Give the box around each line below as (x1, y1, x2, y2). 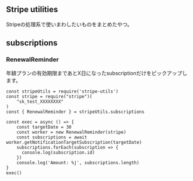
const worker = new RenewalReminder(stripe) (16, 129, 127, 135)
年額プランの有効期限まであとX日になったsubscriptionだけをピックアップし (6, 69, 188, 76)
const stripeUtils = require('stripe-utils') (6, 88, 118, 94)
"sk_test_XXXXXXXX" (16, 98, 64, 104)
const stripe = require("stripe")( (6, 93, 93, 100)
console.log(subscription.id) (21, 150, 95, 155)
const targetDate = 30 (16, 124, 72, 130)
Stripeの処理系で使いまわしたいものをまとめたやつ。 (6, 20, 133, 28)
